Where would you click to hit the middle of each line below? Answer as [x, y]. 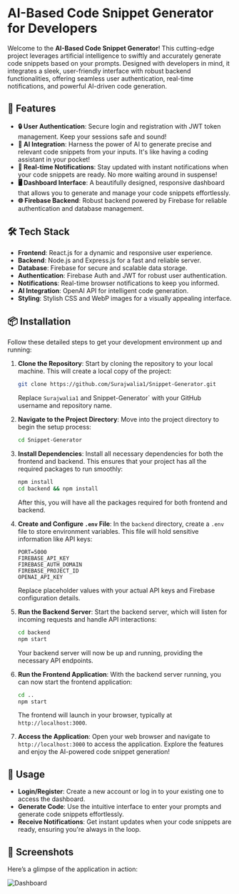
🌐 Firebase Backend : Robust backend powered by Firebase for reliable [122, 200]
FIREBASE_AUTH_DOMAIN [50, 565]
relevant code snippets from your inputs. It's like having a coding [113, 152]
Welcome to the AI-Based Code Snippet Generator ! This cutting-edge [111, 48]
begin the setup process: [54, 427]
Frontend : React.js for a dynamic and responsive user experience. [115, 252]
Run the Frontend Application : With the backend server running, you [119, 674]
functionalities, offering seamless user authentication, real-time [101, 78]
